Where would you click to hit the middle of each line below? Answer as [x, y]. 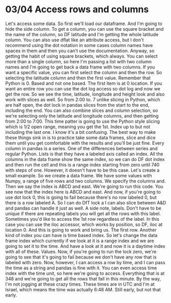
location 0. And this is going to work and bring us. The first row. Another [81, 230]
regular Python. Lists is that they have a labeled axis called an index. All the [84, 154]
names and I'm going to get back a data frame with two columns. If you [80, 67]
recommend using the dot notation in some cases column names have [79, 45]
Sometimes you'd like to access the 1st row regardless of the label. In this [82, 219]
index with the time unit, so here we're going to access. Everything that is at [85, 273]
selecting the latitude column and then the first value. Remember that [78, 78]
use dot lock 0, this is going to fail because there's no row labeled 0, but [81, 197]
